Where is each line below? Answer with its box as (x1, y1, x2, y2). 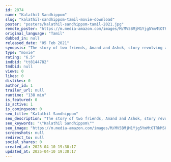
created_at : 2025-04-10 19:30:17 (5, 144, 76, 150)
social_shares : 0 (5, 140, 42, 145)
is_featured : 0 (5, 97, 38, 102)
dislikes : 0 (5, 78, 31, 83)
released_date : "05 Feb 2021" (5, 41, 70, 46)
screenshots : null (5, 130, 44, 135)
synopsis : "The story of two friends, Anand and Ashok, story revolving (5, 45, 163, 50)
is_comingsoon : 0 (5, 107, 42, 112)
